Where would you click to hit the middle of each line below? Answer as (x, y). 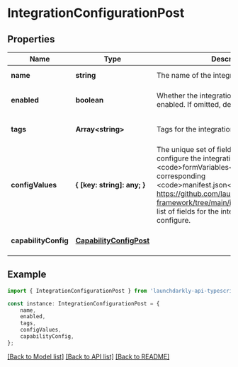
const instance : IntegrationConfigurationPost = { (84, 303)
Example (27, 275)
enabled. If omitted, (188, 104)
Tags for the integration (195, 129)
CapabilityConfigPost (113, 240)
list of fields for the (188, 211)
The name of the (184, 75)
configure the (179, 158)
